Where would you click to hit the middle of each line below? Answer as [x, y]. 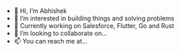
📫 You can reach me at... [51, 41]
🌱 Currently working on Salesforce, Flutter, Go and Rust [94, 26]
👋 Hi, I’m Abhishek [40, 11]
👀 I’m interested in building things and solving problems [94, 18]
